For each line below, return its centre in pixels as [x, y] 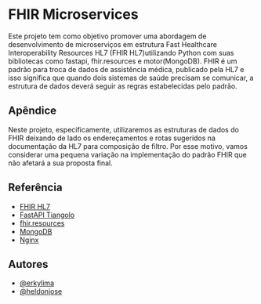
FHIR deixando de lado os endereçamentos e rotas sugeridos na [112, 138]
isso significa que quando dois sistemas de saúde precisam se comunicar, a [131, 78]
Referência [35, 188]
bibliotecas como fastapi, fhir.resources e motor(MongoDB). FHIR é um [123, 61]
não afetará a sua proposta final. [61, 163]
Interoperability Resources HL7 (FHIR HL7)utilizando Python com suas [121, 52]
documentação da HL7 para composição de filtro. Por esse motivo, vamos [128, 146]
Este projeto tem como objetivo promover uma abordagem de [107, 36]
